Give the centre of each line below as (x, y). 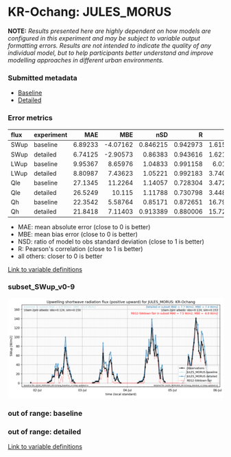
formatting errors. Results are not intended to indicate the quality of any (110, 45)
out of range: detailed (45, 432)
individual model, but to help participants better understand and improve (111, 53)
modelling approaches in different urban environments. (86, 60)
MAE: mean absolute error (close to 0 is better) (84, 226)
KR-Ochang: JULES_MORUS (90, 12)
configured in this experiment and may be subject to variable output (104, 38)
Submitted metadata (42, 78)
